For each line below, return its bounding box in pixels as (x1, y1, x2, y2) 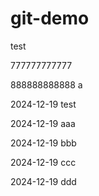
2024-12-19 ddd (10, 175, 77, 187)
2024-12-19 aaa (10, 117, 76, 129)
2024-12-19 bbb (10, 137, 77, 149)
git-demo (10, 7, 90, 30)
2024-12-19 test (10, 98, 77, 110)
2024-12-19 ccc (10, 156, 77, 168)
